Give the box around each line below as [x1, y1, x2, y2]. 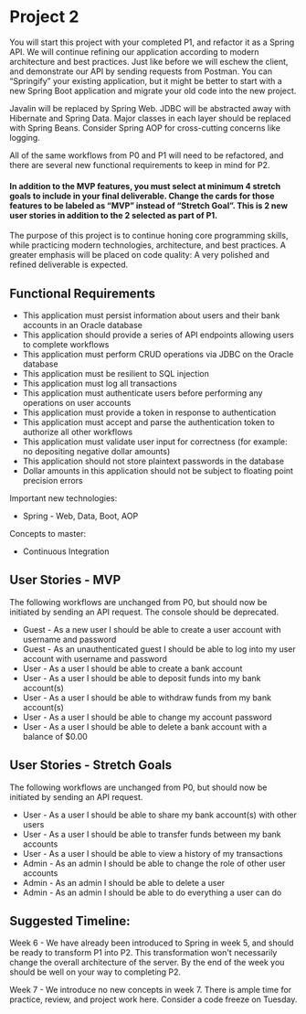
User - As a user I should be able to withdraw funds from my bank [22, 692, 272, 703]
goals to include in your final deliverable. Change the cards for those [9, 190, 275, 201]
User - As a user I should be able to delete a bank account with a [22, 720, 268, 732]
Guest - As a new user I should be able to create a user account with [22, 624, 281, 635]
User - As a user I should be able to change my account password [22, 711, 272, 722]
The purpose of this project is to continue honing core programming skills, [9, 230, 289, 241]
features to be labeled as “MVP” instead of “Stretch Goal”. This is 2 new [9, 199, 289, 211]
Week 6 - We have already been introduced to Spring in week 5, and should [9, 937, 294, 948]
